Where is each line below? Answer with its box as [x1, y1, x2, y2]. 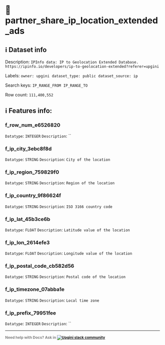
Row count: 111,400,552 [5, 92, 54, 97]
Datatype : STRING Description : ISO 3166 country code [5, 203, 113, 209]
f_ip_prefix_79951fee [5, 310, 56, 316]
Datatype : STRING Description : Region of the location [5, 180, 115, 186]
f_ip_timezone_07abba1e [5, 286, 65, 293]
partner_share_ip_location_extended [5, 15, 158, 26]
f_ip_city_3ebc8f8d [5, 145, 52, 152]
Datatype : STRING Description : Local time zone [5, 297, 100, 303]
